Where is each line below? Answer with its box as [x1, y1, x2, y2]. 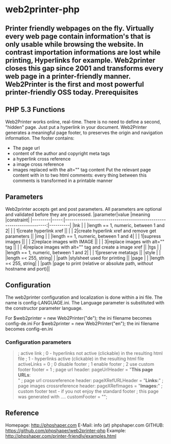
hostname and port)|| [5, 266, 50, 272]
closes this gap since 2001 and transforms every [5, 64, 164, 73]
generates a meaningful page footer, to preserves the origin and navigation [5, 129, 163, 136]
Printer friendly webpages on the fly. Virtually [5, 24, 154, 33]
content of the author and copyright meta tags [12, 150, 110, 157]
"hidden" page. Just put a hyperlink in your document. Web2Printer [5, 124, 147, 130]
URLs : [17, 372, 31, 378]
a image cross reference [12, 161, 64, 167]
